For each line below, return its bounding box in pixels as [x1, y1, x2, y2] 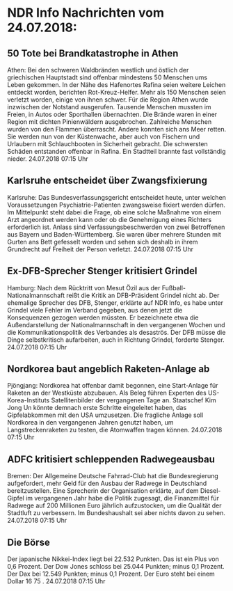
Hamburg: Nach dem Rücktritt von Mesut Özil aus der [7, 283, 161, 292]
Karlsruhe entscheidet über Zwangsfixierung [7, 175, 207, 187]
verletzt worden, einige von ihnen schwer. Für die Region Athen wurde [7, 95, 209, 104]
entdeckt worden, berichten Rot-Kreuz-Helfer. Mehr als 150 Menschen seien [7, 88, 226, 96]
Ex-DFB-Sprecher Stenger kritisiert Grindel [7, 265, 198, 277]
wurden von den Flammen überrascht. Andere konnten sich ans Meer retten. [7, 125, 227, 133]
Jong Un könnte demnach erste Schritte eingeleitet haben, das [7, 404, 187, 412]
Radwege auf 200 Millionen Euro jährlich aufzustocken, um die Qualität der [7, 501, 222, 510]
